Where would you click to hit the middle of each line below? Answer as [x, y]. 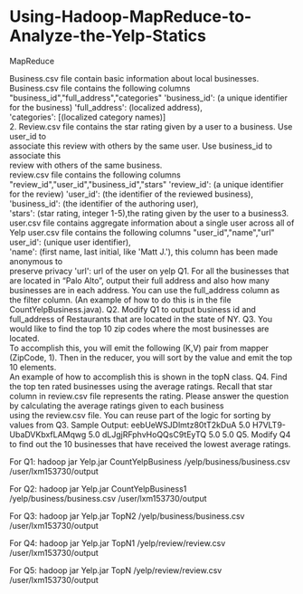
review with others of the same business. [86, 165]
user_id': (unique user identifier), [70, 242]
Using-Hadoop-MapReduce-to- [131, 17]
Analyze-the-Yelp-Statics [108, 36]
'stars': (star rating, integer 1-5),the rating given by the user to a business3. [149, 213]
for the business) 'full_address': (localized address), [106, 107]
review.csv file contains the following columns [95, 175]
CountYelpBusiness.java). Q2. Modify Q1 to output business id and [133, 309]
